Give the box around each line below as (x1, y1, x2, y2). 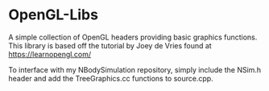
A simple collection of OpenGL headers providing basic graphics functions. (8, 32, 258, 42)
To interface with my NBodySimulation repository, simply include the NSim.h (8, 64, 262, 74)
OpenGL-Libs (8, 6, 99, 24)
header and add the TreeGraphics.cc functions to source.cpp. (8, 73, 213, 83)
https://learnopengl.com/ (8, 49, 91, 59)
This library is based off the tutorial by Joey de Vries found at (8, 40, 212, 50)
